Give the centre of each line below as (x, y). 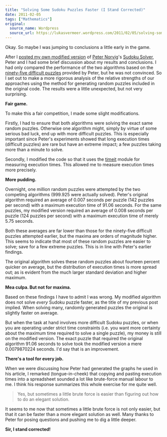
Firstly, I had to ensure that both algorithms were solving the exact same (79, 123)
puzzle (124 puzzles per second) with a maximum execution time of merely (82, 216)
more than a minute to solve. (34, 150)
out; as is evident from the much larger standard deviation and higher (76, 272)
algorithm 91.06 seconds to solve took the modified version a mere (73, 344)
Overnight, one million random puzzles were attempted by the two (73, 189)
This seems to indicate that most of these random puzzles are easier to (78, 241)
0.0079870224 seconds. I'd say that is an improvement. (62, 349)
